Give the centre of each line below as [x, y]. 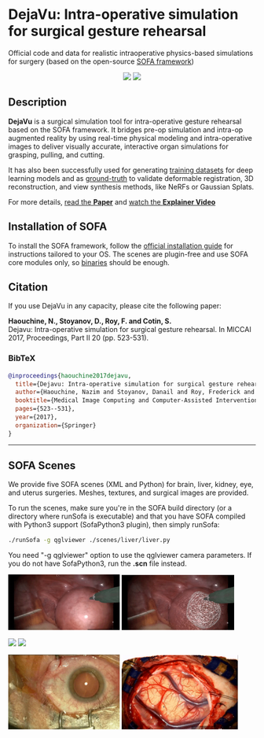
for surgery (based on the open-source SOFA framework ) [101, 61]
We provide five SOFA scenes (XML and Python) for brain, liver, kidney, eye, [131, 485]
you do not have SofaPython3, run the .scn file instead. [97, 563]
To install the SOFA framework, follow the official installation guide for [121, 245]
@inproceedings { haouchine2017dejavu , [70, 375]
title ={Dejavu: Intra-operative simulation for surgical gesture [125, 384]
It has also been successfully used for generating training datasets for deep [131, 170]
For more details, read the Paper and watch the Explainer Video [112, 201]
